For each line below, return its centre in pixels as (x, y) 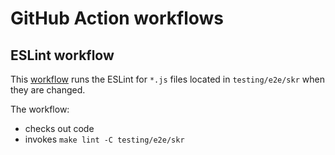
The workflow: (40, 109)
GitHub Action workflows (117, 18)
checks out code (59, 128)
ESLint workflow (62, 55)
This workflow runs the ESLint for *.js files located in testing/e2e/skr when (167, 79)
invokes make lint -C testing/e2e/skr (104, 139)
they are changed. (48, 90)
